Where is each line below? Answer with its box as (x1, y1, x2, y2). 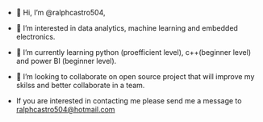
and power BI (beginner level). (15, 57, 117, 65)
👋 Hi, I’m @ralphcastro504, (15, 8, 106, 17)
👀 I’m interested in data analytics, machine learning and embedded (15, 23, 238, 32)
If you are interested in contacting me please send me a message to (15, 96, 242, 105)
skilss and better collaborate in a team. (15, 81, 145, 90)
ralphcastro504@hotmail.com (15, 105, 115, 114)
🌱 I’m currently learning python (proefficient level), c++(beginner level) (15, 48, 252, 57)
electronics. (15, 32, 56, 41)
